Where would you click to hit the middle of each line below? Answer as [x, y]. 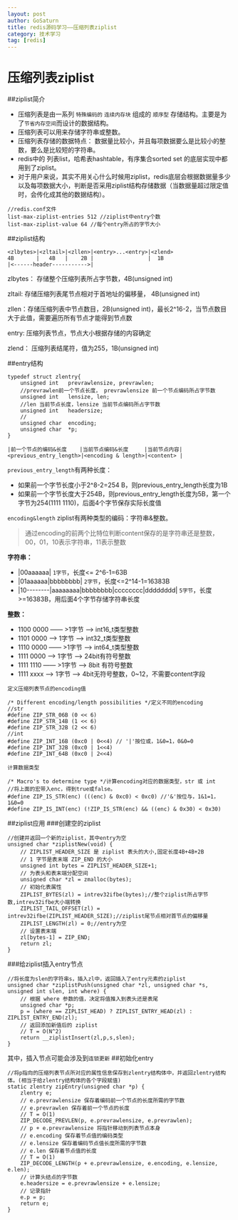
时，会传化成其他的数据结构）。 [63, 195]
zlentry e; [36, 1093]
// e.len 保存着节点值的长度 [59, 1151]
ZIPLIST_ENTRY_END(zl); [43, 1018]
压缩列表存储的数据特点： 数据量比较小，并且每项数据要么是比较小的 [118, 141]
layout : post [27, 14]
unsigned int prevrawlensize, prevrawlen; [87, 383]
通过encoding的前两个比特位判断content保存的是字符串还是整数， [121, 533]
